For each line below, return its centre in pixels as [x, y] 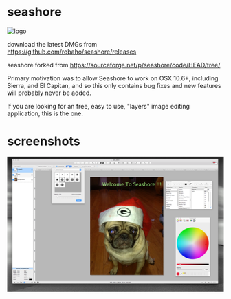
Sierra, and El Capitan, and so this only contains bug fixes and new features [114, 85]
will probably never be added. [49, 93]
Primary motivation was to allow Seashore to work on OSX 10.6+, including [113, 78]
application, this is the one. [45, 113]
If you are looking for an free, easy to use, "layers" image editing [99, 106]
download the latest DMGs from [52, 44]
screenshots [44, 141]
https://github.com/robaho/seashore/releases [72, 52]
